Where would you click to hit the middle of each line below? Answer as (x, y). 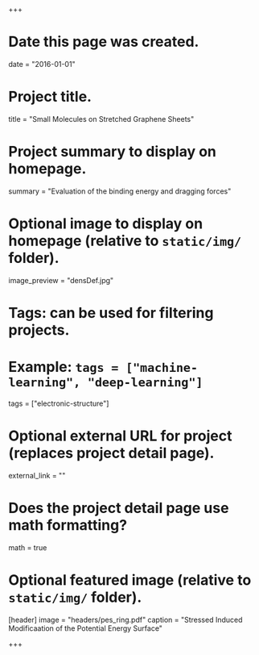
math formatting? (68, 525)
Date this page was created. (104, 42)
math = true (28, 547)
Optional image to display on (106, 223)
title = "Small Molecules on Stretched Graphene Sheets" (101, 119)
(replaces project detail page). (111, 453)
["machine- (162, 368)
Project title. (50, 97)
